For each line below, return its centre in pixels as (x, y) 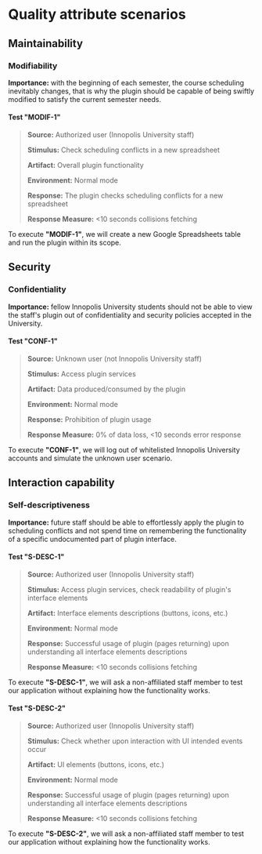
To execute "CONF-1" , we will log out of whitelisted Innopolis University (124, 449)
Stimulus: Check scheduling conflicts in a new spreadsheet (124, 150)
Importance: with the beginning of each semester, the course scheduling (126, 82)
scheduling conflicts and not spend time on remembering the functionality (127, 530)
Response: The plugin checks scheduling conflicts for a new (125, 196)
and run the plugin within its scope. (65, 243)
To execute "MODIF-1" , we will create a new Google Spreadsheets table (124, 234)
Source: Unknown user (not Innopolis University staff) (114, 358)
